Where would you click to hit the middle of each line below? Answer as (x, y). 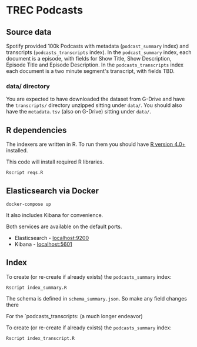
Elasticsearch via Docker (52, 191)
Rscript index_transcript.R (41, 338)
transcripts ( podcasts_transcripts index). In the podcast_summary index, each (99, 52)
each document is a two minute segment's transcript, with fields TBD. (91, 71)
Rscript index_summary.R (36, 288)
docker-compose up (29, 204)
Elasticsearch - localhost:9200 (52, 238)
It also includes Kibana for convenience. (55, 215)
